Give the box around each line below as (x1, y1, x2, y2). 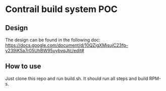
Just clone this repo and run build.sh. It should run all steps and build (5, 75, 148, 81)
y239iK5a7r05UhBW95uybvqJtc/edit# (5, 48, 85, 53)
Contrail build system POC (5, 4, 118, 15)
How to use (5, 62, 41, 71)
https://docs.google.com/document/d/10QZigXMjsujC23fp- (5, 42, 128, 48)
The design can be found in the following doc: (5, 37, 101, 43)
